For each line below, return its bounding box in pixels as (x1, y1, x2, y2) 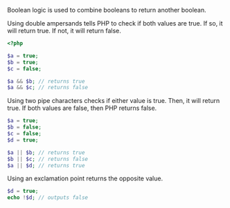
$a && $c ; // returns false (7, 84, 89, 91)
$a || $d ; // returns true (7, 162, 85, 169)
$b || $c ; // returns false (7, 155, 89, 162)
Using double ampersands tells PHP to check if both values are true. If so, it (7, 19, 223, 27)
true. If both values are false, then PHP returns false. (7, 104, 157, 113)
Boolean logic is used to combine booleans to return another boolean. (7, 6, 206, 14)
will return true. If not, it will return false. (7, 27, 121, 35)
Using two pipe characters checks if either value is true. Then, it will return (7, 97, 220, 105)
